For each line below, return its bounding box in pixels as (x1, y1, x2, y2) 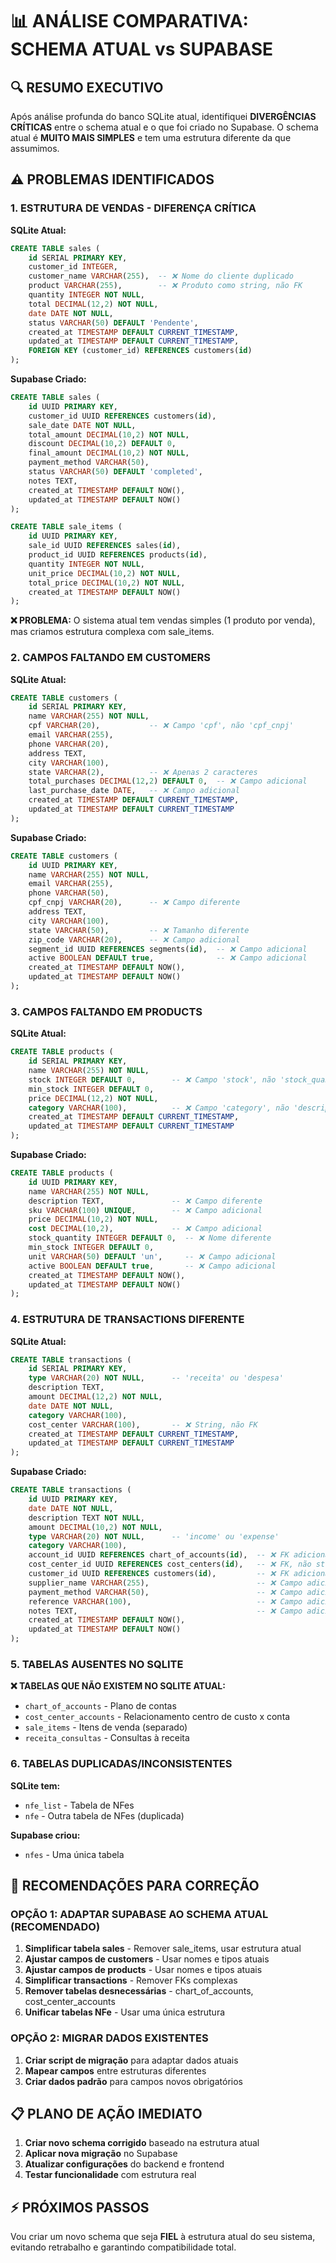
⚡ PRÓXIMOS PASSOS (10, 2199, 150, 2216)
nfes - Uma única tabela (24, 1848, 125, 1860)
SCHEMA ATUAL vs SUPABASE (10, 38, 274, 61)
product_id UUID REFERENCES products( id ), (28, 550, 208, 560)
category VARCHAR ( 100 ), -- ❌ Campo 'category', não (28, 1103, 290, 1113)
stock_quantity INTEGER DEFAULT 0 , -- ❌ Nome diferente (28, 1233, 272, 1243)
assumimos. (10, 143, 60, 154)
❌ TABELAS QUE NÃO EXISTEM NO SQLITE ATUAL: (10, 1680, 226, 1692)
